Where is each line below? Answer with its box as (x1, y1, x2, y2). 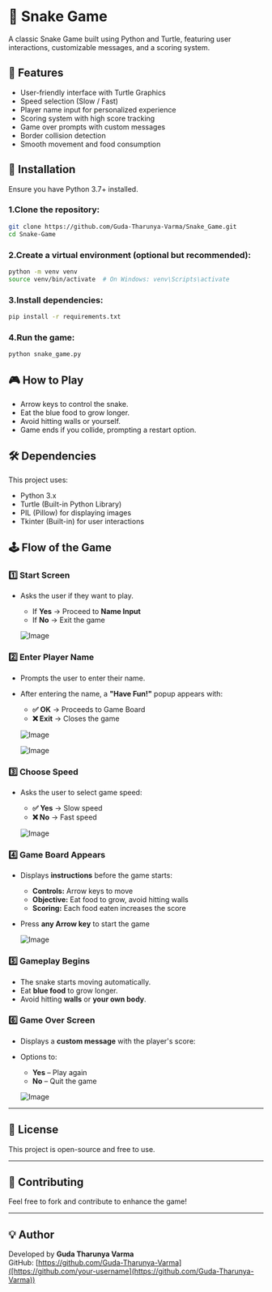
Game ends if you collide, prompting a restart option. (19, 425, 197, 434)
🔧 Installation (8, 163, 76, 176)
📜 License (8, 1123, 59, 1137)
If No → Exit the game (32, 615, 105, 625)
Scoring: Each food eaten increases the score (32, 904, 186, 913)
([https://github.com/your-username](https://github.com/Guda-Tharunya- (8, 1266, 254, 1277)
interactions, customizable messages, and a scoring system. (8, 42, 210, 52)
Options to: (19, 1052, 57, 1061)
